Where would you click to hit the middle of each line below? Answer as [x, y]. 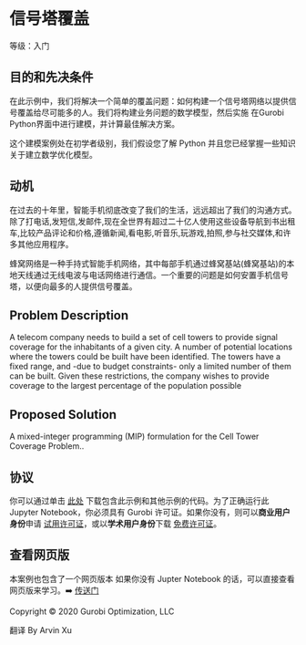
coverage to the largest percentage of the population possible [126, 386]
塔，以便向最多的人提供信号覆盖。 [73, 286]
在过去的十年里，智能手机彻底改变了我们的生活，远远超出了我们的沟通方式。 [153, 210]
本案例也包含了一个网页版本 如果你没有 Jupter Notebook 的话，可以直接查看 [153, 578]
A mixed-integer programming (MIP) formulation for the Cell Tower [134, 437]
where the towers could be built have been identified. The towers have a [145, 357]
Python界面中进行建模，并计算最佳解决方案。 [95, 123]
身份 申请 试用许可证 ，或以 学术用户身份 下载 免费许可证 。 [115, 524]
